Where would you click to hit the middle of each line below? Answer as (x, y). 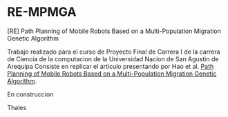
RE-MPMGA (42, 12)
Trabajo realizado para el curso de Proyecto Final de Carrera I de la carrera (114, 52)
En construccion (30, 94)
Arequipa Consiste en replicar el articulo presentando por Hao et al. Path (111, 66)
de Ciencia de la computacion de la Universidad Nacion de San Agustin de (113, 58)
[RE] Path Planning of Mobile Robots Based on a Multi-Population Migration (114, 31)
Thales (17, 107)
